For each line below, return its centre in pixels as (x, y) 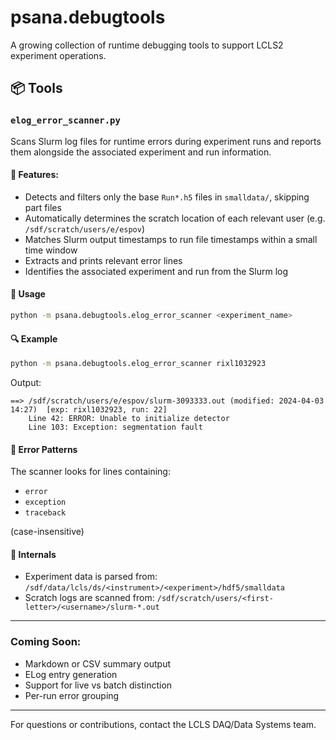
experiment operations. (58, 55)
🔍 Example (34, 338)
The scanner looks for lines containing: (90, 472)
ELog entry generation (71, 674)
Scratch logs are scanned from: (89, 598)
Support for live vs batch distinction (98, 685)
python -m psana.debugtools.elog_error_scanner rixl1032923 (138, 364)
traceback (45, 513)
